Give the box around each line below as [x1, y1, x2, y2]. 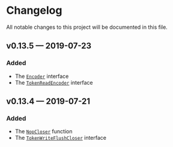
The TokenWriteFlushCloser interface [14, 134, 107, 142]
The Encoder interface [14, 73, 69, 80]
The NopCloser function [14, 128, 73, 135]
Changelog [6, 4, 62, 17]
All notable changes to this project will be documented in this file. [6, 23, 168, 31]
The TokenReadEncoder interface [14, 79, 93, 86]
